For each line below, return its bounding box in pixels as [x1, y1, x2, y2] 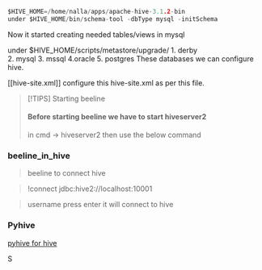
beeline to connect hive [27, 168, 106, 178]
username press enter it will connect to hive [27, 200, 174, 210]
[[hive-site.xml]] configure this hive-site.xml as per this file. [7, 77, 205, 88]
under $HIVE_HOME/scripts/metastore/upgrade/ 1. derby [7, 45, 198, 55]
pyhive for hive [7, 238, 57, 247]
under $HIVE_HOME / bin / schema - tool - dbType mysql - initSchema [7, 15, 218, 23]
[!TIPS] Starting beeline [27, 93, 106, 103]
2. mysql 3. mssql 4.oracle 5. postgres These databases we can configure [7, 53, 254, 64]
